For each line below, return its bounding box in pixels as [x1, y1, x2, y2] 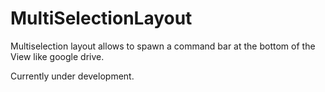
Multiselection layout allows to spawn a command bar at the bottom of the [10, 40, 316, 52]
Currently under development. [10, 70, 135, 82]
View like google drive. [10, 50, 105, 62]
